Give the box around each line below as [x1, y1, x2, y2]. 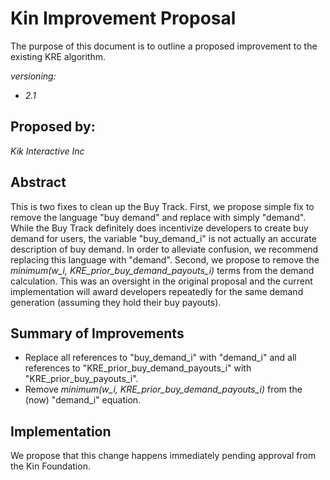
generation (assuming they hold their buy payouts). [10, 296, 222, 308]
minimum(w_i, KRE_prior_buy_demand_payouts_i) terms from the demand [10, 264, 315, 276]
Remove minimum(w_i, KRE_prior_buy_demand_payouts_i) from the [24, 383, 303, 396]
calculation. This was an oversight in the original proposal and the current [10, 275, 313, 287]
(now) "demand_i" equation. [24, 394, 142, 406]
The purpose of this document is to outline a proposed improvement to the [10, 40, 318, 52]
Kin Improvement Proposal [10, 7, 237, 30]
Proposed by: [10, 118, 96, 136]
